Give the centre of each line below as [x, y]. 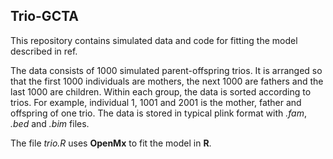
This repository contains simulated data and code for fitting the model [154, 40]
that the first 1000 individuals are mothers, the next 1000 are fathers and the [167, 81]
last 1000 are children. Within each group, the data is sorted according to [161, 91]
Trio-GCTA [44, 16]
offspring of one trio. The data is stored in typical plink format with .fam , [158, 113]
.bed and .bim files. [50, 123]
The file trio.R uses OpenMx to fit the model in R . [111, 143]
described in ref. [44, 51]
